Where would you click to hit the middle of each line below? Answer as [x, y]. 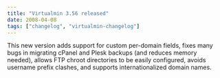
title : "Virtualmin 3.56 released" [58, 13]
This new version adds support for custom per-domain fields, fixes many [110, 46]
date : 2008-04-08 [32, 20]
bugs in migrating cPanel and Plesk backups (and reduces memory [102, 53]
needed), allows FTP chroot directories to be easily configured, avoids [107, 60]
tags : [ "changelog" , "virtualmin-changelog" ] [73, 26]
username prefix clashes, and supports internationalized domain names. [109, 67]
